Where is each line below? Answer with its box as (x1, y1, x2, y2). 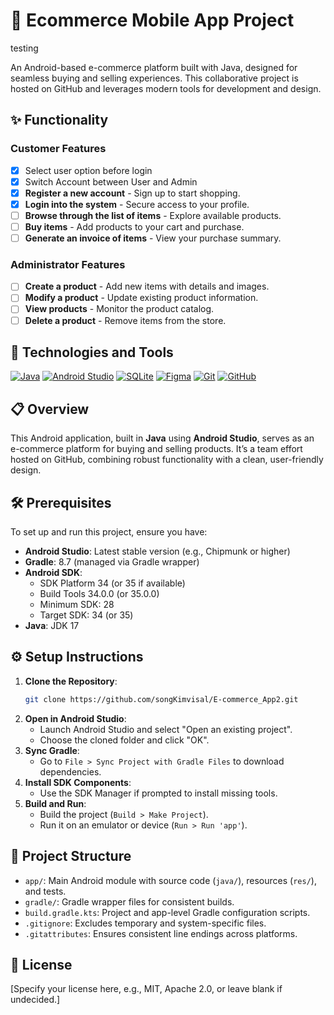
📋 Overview (10, 400, 90, 418)
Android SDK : (24, 567, 83, 579)
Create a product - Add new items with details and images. (24, 280, 270, 293)
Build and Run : (24, 797, 87, 809)
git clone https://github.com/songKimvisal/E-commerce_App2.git (24, 694, 299, 704)
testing (10, 42, 39, 54)
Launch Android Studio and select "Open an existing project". (39, 723, 293, 735)
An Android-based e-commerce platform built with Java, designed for (10, 61, 298, 73)
